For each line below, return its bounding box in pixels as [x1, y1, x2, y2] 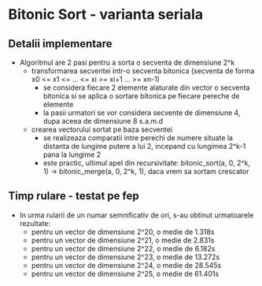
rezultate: [19, 218, 51, 228]
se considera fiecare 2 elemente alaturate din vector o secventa [42, 83, 250, 92]
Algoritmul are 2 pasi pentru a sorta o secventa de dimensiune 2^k [19, 58, 235, 67]
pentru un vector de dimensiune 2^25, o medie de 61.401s [31, 269, 220, 278]
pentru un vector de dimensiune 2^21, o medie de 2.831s [31, 235, 215, 245]
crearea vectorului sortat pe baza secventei [31, 124, 173, 134]
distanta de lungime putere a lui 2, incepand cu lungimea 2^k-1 [42, 142, 246, 150]
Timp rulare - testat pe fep [8, 189, 139, 202]
